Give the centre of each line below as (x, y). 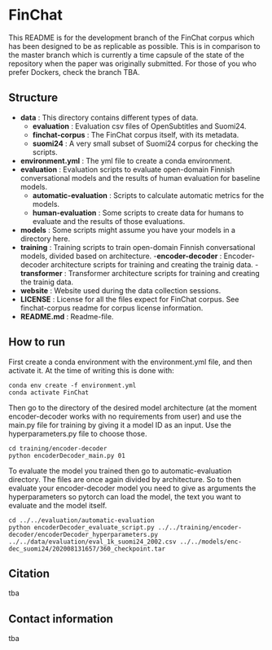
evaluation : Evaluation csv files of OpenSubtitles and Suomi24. (139, 126)
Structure (33, 98)
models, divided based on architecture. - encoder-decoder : (121, 256)
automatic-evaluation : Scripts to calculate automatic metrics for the (148, 195)
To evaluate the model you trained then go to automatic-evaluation (120, 471)
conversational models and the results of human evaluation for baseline (140, 178)
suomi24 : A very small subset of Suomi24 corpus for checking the (145, 143)
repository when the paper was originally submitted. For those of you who (132, 64)
